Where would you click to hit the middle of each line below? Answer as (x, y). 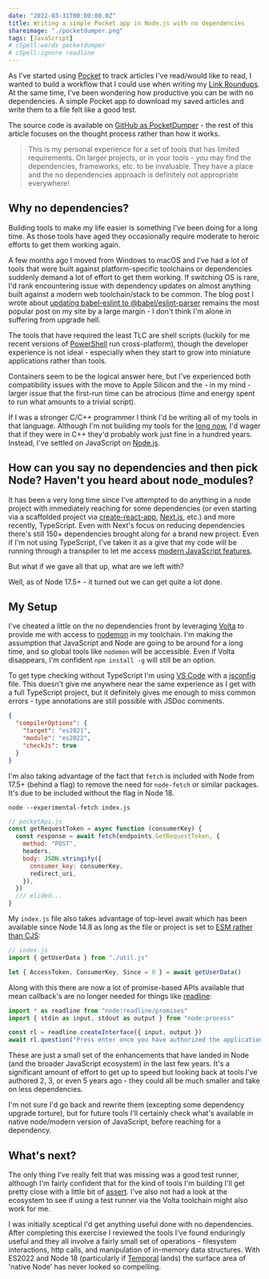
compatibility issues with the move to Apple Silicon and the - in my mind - (130, 384)
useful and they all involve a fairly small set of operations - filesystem (122, 1241)
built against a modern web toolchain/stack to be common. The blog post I (131, 294)
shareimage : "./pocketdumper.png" (66, 30)
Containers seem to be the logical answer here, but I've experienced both (129, 376)
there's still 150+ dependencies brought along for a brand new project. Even (134, 534)
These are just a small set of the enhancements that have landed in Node (129, 1055)
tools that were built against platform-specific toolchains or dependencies (130, 268)
